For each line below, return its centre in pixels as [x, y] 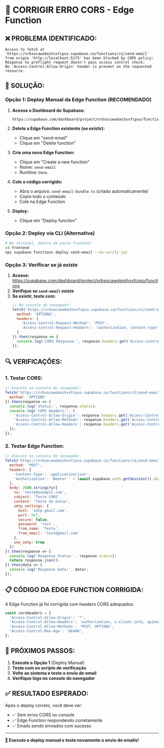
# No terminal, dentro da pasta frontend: [49, 243]
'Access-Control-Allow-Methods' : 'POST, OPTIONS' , [62, 627]
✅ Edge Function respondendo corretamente [57, 720]
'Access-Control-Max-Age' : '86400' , [47, 631]
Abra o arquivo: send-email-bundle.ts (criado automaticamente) [84, 191]
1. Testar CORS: [24, 378]
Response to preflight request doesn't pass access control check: [75, 62]
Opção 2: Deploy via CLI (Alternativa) [50, 233]
